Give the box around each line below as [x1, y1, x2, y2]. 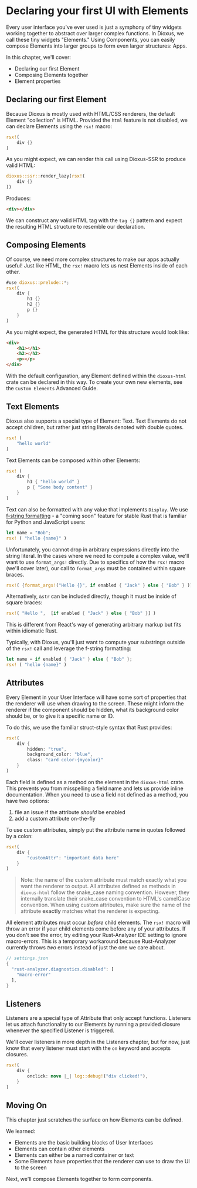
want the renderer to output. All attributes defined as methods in [20, 883, 176, 890]
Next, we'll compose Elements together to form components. [6, 1175, 154, 1182]
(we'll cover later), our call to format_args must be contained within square [6, 564, 186, 571]
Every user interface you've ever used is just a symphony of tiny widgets [6, 24, 182, 31]
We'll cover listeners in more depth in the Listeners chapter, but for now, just [6, 1039, 191, 1046]
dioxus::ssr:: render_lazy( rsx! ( [6, 173, 85, 179]
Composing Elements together [14, 71, 89, 78]
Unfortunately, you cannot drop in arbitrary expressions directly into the [6, 546, 179, 553]
